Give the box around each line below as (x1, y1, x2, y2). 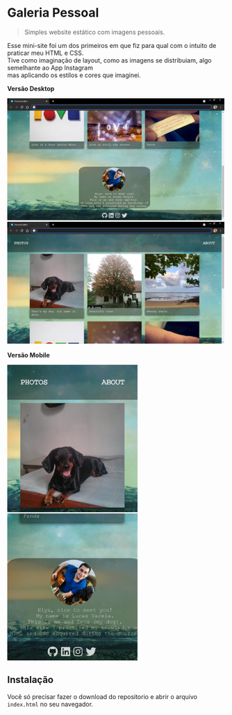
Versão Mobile (7, 351, 50, 360)
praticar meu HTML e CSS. (7, 49, 84, 57)
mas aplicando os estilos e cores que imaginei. (7, 71, 141, 79)
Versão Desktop (7, 84, 55, 93)
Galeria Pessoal (7, 5, 99, 21)
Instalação (7, 674, 54, 686)
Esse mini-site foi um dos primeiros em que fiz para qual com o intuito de (7, 41, 217, 49)
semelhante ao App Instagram (7, 63, 94, 72)
